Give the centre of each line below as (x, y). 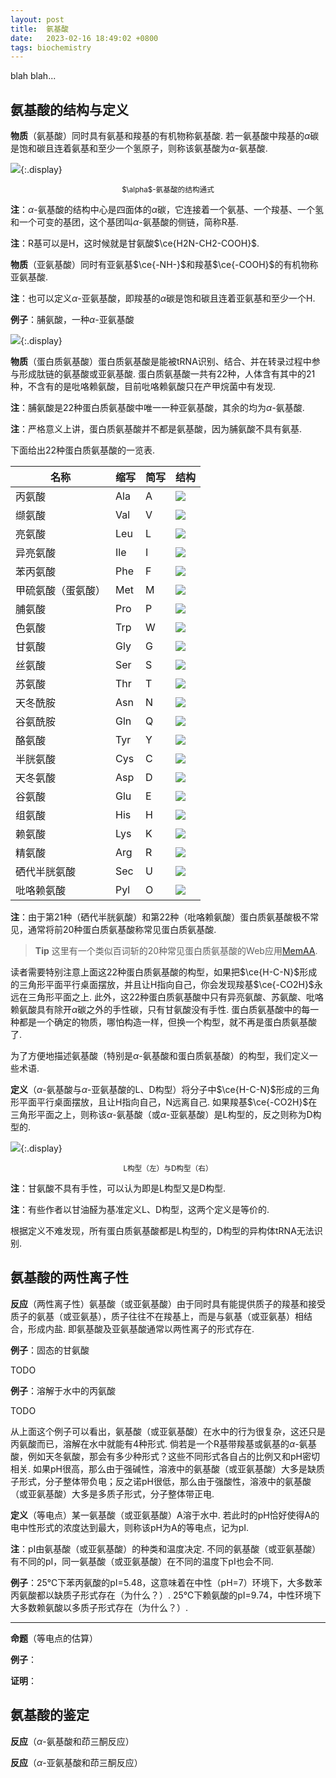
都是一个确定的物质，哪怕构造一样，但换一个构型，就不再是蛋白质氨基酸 (167, 1022)
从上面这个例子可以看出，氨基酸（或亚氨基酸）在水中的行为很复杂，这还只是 (168, 1431)
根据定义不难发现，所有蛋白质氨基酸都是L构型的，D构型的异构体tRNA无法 (162, 1231)
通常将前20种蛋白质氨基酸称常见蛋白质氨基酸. (122, 930)
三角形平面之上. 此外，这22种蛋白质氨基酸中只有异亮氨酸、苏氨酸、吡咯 (176, 997)
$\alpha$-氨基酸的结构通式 (168, 190)
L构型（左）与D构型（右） (168, 1169)
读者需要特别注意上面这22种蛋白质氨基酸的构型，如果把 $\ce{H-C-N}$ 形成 (164, 972)
